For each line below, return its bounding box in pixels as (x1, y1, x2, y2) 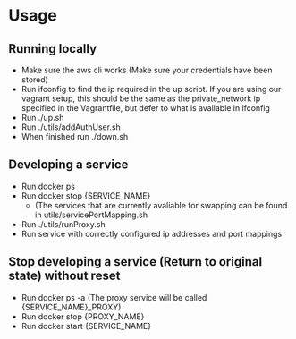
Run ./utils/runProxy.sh (21, 218, 106, 229)
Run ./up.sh (21, 113, 64, 123)
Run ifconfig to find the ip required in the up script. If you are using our (21, 84, 282, 94)
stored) (21, 74, 48, 85)
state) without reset (8, 268, 121, 284)
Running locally (8, 41, 97, 56)
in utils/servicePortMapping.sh (34, 209, 148, 220)
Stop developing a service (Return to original (8, 254, 263, 269)
